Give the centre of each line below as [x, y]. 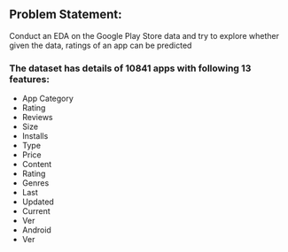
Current [36, 211]
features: [30, 79]
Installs [35, 136]
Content [37, 164]
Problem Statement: [66, 15]
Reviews [37, 118]
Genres [35, 183]
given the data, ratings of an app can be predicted [101, 45]
